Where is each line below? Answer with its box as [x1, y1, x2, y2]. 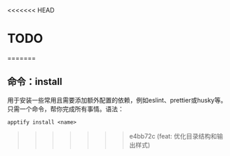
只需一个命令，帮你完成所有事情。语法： [7, 105, 124, 113]
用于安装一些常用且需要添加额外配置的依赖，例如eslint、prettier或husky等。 [7, 96, 227, 104]
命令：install [7, 76, 62, 88]
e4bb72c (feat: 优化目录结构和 [129, 131, 217, 140]
